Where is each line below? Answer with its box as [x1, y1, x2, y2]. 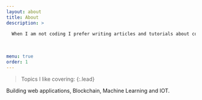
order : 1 [6, 59, 28, 65]
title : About [6, 14, 39, 20]
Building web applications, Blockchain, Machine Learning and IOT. [6, 87, 170, 94]
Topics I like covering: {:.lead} [20, 75, 95, 83]
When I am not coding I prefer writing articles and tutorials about [11, 31, 189, 37]
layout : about [6, 8, 42, 15]
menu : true [6, 53, 34, 59]
